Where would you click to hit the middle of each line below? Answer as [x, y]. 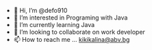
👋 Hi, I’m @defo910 [40, 10]
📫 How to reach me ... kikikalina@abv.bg [72, 40]
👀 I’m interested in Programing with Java [71, 18]
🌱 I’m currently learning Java [54, 25]
